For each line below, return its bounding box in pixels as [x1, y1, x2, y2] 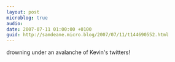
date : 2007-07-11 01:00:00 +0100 [6, 26, 92, 33]
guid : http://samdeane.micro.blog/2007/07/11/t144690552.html [6, 32, 169, 38]
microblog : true [6, 15, 48, 21]
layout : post [6, 9, 40, 15]
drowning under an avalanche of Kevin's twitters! [6, 48, 131, 56]
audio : [6, 20, 23, 26]
